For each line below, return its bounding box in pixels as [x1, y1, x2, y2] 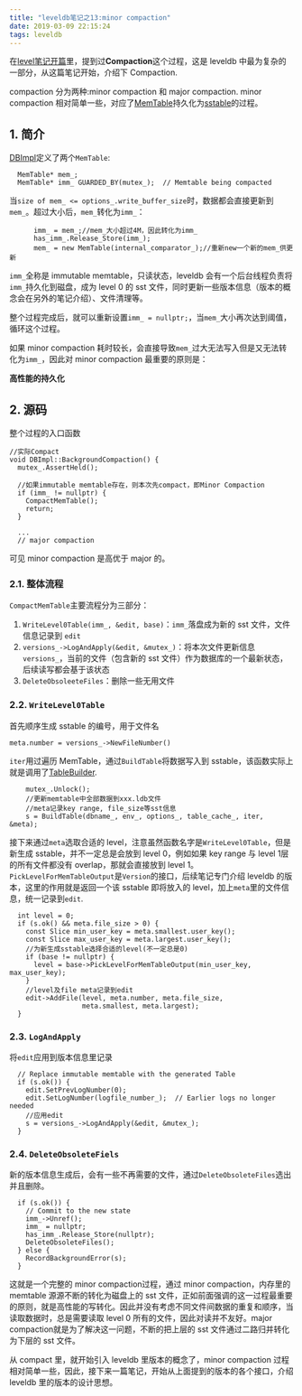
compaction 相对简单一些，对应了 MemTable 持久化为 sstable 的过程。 [9, 98, 263, 108]
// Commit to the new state [25, 1206, 131, 1215]
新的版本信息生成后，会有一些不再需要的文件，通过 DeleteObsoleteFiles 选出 [9, 1169, 292, 1180]
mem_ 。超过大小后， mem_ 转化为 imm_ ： [9, 207, 145, 218]
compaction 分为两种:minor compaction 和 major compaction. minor [9, 87, 262, 98]
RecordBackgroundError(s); [25, 1254, 127, 1263]
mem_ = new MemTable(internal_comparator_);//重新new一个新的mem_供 [32, 244, 287, 253]
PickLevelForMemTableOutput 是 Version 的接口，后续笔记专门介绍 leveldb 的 [9, 870, 285, 881]
